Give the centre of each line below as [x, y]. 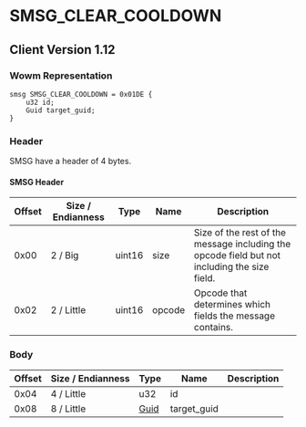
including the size [232, 267]
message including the [243, 245]
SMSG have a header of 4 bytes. [71, 161]
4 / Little [68, 393]
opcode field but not [237, 255]
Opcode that [221, 293]
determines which [233, 305]
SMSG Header [37, 182]
